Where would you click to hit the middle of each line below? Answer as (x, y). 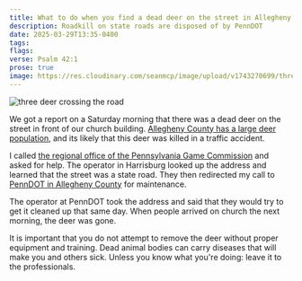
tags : (19, 43)
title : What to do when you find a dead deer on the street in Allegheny (151, 18)
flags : (22, 51)
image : (22, 76)
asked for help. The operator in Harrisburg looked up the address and (138, 165)
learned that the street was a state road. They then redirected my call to (142, 174)
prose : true (31, 68)
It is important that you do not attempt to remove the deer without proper (144, 238)
